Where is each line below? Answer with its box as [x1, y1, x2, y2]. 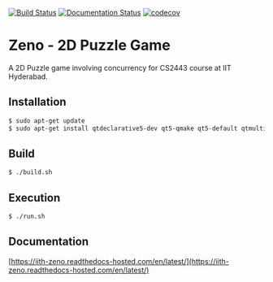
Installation [8, 95, 67, 109]
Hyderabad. [8, 72, 49, 81]
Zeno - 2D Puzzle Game [8, 37, 171, 54]
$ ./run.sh [8, 212, 45, 220]
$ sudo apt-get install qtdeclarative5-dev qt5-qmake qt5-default [8, 124, 238, 132]
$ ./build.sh [8, 168, 53, 176]
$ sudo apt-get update [8, 116, 85, 125]
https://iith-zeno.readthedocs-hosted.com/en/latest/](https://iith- [11, 256, 230, 266]
